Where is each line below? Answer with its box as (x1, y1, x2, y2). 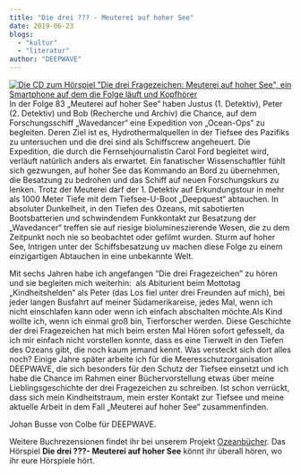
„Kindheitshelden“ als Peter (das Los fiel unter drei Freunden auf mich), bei (9, 288, 285, 298)
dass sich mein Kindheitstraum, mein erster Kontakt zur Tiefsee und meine (9, 392, 285, 402)
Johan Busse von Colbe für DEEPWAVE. (9, 419, 157, 429)
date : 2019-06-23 (9, 22, 74, 30)
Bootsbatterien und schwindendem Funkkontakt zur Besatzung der (9, 212, 257, 223)
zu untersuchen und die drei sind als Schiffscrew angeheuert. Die (9, 136, 251, 147)
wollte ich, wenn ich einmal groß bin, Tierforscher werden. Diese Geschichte (9, 315, 291, 326)
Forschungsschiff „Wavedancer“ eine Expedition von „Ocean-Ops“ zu (9, 117, 266, 128)
